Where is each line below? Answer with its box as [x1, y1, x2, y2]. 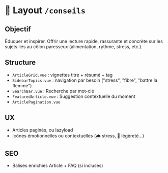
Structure [5, 58, 36, 67]
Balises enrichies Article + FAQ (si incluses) [12, 162, 103, 169]
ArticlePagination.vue [12, 99, 61, 105]
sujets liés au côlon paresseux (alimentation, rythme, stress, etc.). [5, 44, 143, 50]
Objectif [5, 25, 31, 33]
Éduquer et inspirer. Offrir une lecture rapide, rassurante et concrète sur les [5, 38, 163, 44]
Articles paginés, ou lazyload [12, 127, 73, 133]
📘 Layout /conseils [5, 5, 86, 16]
